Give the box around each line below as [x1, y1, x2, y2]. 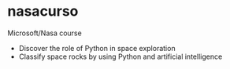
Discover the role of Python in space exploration [18, 43, 176, 53]
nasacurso [7, 2, 79, 20]
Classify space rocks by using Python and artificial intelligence [18, 52, 223, 61]
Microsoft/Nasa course [7, 28, 82, 38]
